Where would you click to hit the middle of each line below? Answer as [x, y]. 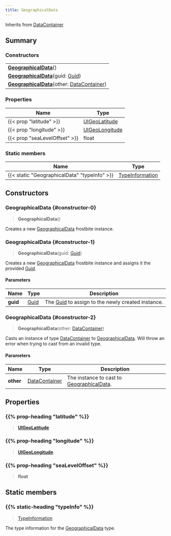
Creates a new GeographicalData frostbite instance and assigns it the [78, 263]
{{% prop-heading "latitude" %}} [47, 417]
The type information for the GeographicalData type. [60, 528]
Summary [21, 41]
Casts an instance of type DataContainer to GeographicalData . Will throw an [85, 338]
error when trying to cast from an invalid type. [53, 344]
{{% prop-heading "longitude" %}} [50, 441]
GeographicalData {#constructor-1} [50, 242]
